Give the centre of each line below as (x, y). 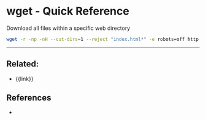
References (29, 98)
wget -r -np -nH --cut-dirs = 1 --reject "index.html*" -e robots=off (96, 39)
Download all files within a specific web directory (68, 28)
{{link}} (24, 79)
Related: (23, 64)
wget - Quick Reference (68, 11)
